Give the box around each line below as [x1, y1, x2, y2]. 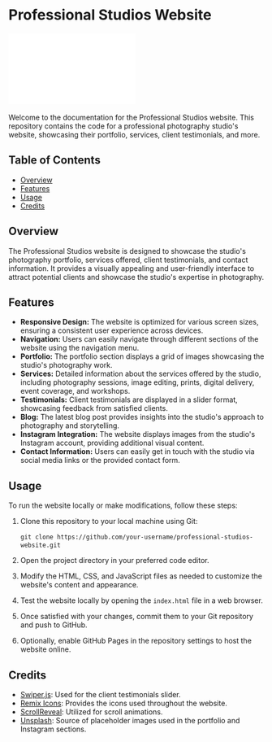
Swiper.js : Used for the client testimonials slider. [19, 690, 181, 699]
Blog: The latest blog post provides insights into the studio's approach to [19, 412, 264, 422]
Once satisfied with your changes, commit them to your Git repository [19, 612, 254, 622]
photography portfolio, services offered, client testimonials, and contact [8, 255, 248, 264]
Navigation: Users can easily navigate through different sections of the [19, 334, 259, 344]
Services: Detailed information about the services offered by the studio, [19, 369, 261, 379]
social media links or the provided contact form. [19, 456, 180, 465]
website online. [19, 644, 71, 654]
